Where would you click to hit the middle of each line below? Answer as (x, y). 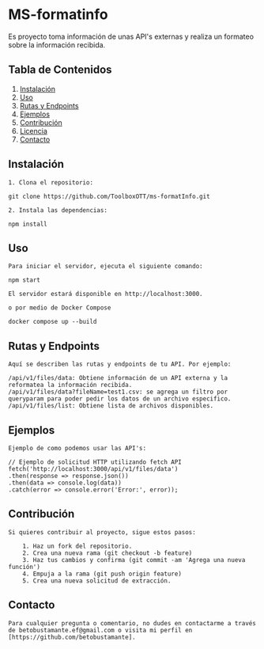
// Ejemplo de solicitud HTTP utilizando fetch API (95, 462)
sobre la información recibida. (57, 44)
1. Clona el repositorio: (51, 182)
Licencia (33, 131)
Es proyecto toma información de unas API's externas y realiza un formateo (131, 36)
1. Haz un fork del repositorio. (77, 546)
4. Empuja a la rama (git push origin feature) (102, 574)
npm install (28, 224)
